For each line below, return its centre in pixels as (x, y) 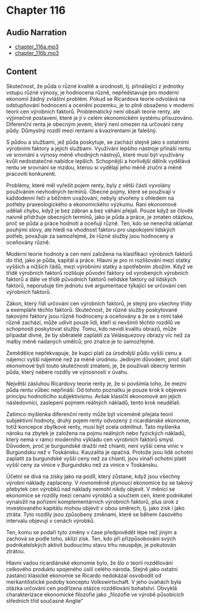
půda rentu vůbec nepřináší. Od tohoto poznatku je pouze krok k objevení (96, 390)
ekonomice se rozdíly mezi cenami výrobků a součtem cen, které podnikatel (99, 495)
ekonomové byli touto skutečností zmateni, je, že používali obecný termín (96, 366)
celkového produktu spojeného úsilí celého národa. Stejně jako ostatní (92, 569)
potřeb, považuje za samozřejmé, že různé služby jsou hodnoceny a (90, 236)
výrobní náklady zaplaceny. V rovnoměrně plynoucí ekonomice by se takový (100, 482)
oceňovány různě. (28, 242)
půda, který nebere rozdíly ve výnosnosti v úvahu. (68, 372)
